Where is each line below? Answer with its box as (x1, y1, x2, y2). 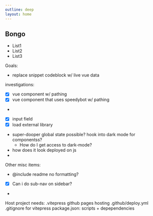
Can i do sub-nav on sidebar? (12, 181, 72, 187)
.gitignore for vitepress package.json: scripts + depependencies (5, 205, 135, 211)
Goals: (5, 63, 18, 69)
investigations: (5, 82, 35, 88)
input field (12, 116, 33, 122)
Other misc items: (5, 162, 41, 168)
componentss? (12, 137, 43, 143)
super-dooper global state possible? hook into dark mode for (12, 131, 136, 137)
